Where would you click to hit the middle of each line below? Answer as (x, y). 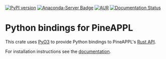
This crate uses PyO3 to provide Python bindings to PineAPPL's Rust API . (81, 41)
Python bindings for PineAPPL (69, 28)
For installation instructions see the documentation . (58, 51)
